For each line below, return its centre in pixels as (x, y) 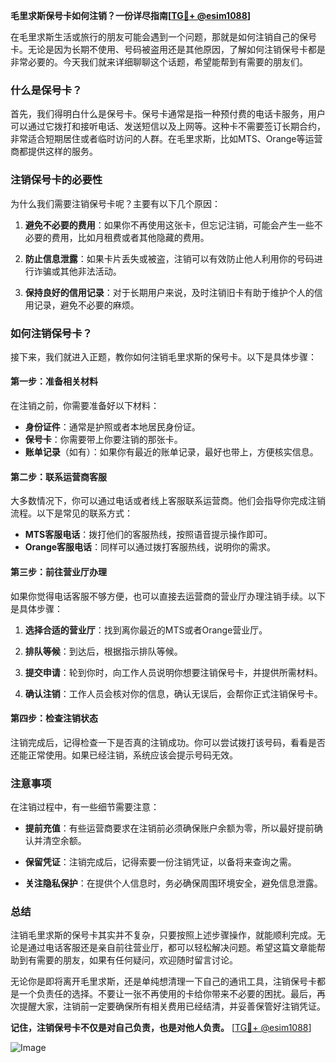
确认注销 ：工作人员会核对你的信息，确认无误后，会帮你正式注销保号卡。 (173, 693)
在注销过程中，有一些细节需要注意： (85, 807)
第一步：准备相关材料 (54, 381)
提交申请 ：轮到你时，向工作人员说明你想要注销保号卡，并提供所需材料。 (173, 672)
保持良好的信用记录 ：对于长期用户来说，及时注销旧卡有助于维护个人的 (169, 292)
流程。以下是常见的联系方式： (71, 513)
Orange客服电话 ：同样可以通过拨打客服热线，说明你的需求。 (150, 547)
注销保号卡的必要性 (56, 180)
